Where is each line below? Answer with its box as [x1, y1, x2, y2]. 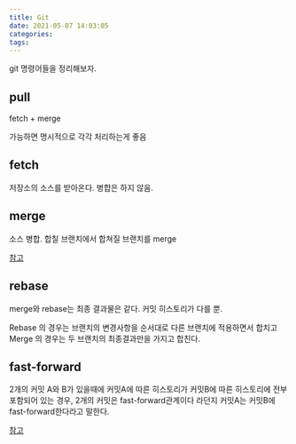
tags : [9, 37, 29, 47]
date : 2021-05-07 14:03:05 [9, 21, 109, 30]
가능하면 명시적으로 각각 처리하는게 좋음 [9, 131, 147, 142]
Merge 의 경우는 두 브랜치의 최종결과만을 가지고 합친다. [9, 333, 201, 344]
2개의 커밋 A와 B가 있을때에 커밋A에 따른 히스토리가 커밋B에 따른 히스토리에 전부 [9, 384, 288, 395]
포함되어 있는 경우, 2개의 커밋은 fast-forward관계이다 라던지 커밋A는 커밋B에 [9, 395, 277, 406]
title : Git [9, 12, 50, 22]
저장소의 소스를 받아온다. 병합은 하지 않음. [9, 182, 153, 193]
